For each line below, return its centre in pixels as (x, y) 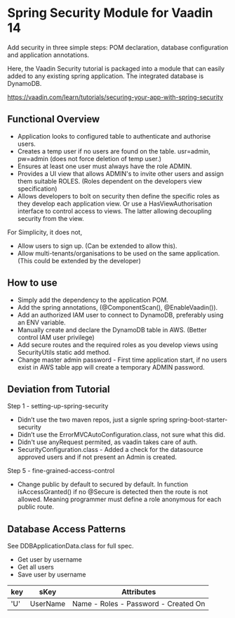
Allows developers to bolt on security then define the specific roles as (118, 196)
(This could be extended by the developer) (79, 260)
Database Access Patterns (67, 529)
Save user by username (52, 574)
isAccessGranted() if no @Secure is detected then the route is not (113, 492)
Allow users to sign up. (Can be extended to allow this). (97, 246)
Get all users (35, 567)
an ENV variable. (41, 322)
